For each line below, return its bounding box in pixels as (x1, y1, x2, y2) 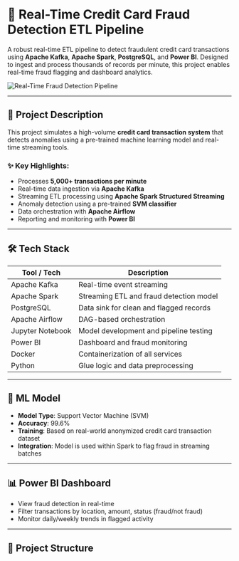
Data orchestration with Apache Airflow (17, 207, 136, 216)
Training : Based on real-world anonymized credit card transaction (17, 426, 212, 435)
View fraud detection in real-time (17, 500, 115, 508)
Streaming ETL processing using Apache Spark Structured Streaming (17, 192, 225, 201)
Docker (11, 349, 36, 359)
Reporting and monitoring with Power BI (17, 215, 135, 224)
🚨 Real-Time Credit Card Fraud (7, 6, 191, 23)
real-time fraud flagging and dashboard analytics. (7, 68, 153, 76)
